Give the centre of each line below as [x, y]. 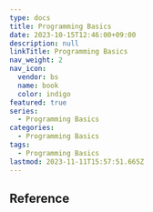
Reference [40, 198]
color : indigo [44, 94]
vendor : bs [38, 77]
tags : [20, 145]
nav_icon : [28, 69]
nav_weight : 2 [36, 60]
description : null [44, 43]
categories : [32, 128]
